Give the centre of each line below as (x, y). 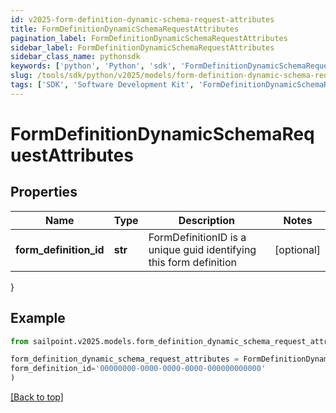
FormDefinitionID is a (197, 237)
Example (38, 318)
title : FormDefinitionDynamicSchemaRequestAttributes (125, 29)
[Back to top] (37, 397)
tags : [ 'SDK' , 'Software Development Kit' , (102, 85)
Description (207, 220)
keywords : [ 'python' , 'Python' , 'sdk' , (93, 66)
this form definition (192, 262)
